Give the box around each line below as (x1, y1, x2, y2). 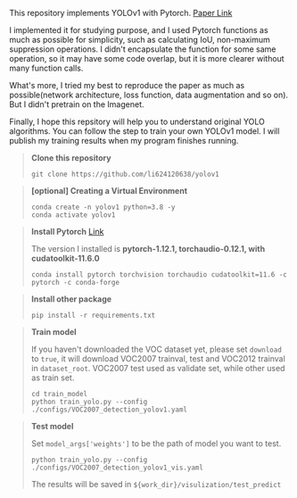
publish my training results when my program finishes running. (9, 136, 239, 145)
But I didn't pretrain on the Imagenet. (9, 99, 144, 110)
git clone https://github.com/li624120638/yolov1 (30, 170, 220, 178)
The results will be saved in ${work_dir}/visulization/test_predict (30, 479, 282, 489)
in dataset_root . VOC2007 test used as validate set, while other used (30, 363, 285, 373)
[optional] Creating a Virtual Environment (30, 186, 188, 195)
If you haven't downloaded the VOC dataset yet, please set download (30, 344, 283, 354)
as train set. (30, 372, 75, 383)
